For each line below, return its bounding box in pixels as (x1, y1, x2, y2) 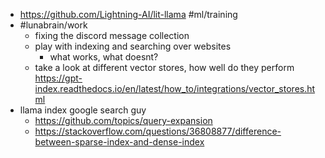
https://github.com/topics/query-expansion (34, 115, 213, 126)
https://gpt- (34, 72, 83, 84)
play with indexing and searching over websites (34, 40, 232, 52)
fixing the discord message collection (34, 30, 190, 41)
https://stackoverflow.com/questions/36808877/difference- (34, 125, 282, 137)
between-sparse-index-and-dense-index (34, 136, 205, 148)
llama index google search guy (19, 104, 147, 116)
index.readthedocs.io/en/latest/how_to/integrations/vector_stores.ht (34, 83, 316, 94)
